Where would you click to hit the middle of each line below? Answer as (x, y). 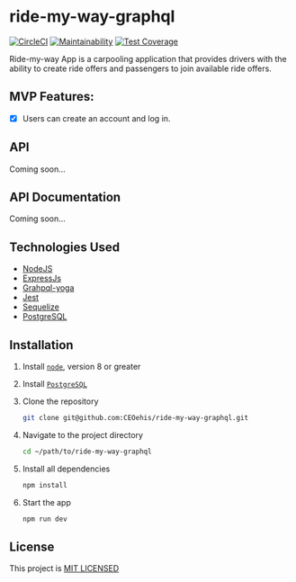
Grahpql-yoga (48, 288)
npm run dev (45, 519)
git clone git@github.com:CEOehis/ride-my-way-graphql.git (135, 418)
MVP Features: (52, 97)
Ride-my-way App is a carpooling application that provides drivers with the (148, 58)
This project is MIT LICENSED (64, 569)
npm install (45, 485)
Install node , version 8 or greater (81, 367)
